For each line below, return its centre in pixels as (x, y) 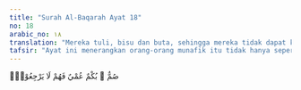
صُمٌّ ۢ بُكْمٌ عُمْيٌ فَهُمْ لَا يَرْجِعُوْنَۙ (64, 76)
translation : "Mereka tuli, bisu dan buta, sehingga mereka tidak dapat (148, 42)
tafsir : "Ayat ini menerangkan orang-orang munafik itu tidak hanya (140, 51)
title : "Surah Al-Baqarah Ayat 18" (76, 17)
